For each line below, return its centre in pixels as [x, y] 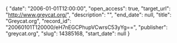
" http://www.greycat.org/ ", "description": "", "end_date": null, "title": [88, 15]
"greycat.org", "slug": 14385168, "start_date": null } [68, 34]
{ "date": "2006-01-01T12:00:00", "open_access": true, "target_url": [88, 9]
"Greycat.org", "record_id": [39, 21]
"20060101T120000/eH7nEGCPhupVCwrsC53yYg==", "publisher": [86, 27]
